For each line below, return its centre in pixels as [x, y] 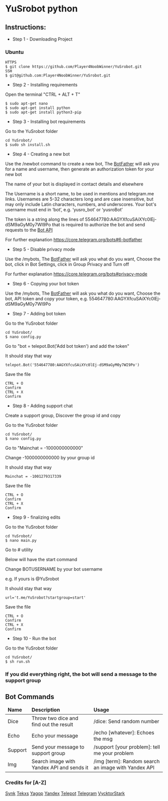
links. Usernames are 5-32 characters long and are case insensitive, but [79, 199]
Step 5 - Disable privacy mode [44, 249]
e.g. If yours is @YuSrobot [32, 579]
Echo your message [55, 736]
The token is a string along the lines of [44, 219]
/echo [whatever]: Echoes [124, 733]
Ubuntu [14, 52]
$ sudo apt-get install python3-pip [43, 112]
